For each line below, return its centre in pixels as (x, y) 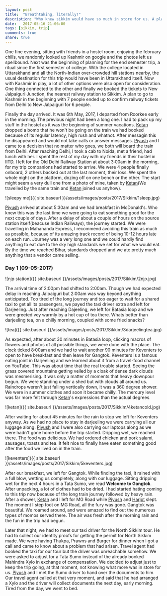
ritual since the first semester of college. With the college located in (74, 67)
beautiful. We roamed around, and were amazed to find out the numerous (80, 510)
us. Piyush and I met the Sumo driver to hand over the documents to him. (80, 573)
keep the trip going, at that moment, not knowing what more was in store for (83, 567)
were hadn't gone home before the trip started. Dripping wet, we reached (80, 433)
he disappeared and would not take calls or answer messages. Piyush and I (82, 140)
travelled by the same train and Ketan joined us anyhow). (63, 188)
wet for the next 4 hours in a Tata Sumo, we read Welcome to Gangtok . (78, 484)
